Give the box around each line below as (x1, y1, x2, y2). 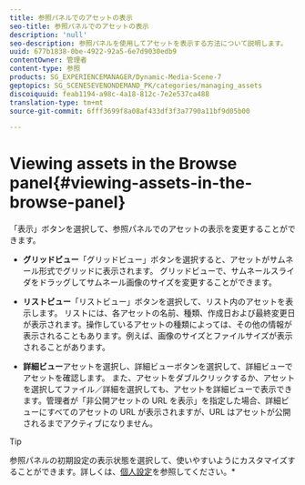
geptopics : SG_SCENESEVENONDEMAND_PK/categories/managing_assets (9, 81, 262, 90)
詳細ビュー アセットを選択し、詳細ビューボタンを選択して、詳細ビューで (22, 361, 293, 372)
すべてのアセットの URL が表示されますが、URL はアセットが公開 (46, 407, 291, 418)
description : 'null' (9, 30, 88, 39)
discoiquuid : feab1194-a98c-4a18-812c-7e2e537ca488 (9, 89, 209, 98)
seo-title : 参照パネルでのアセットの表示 (9, 22, 149, 31)
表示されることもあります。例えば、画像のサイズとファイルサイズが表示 (22, 330, 293, 341)
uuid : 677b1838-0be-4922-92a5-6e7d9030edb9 (9, 47, 178, 56)
